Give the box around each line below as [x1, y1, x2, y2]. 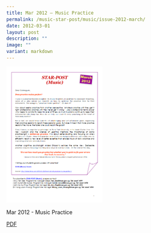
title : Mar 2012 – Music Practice [6, 10, 94, 16]
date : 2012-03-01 [6, 23, 51, 29]
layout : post [6, 29, 40, 35]
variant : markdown [6, 49, 53, 55]
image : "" [6, 42, 32, 48]
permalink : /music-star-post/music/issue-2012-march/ [6, 16, 146, 23]
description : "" [6, 35, 47, 42]
